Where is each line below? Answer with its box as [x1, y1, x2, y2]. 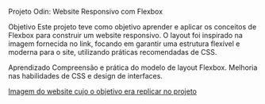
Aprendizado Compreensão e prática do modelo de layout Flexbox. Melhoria [8, 63, 258, 72]
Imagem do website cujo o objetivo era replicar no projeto [8, 87, 197, 96]
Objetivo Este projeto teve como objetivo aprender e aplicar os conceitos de [8, 22, 257, 31]
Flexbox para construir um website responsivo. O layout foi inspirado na [8, 31, 244, 40]
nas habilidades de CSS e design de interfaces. [8, 71, 163, 80]
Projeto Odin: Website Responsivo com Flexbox [8, 7, 163, 16]
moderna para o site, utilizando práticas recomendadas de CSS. [8, 48, 217, 56]
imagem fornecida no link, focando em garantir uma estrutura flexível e [8, 39, 240, 48]
